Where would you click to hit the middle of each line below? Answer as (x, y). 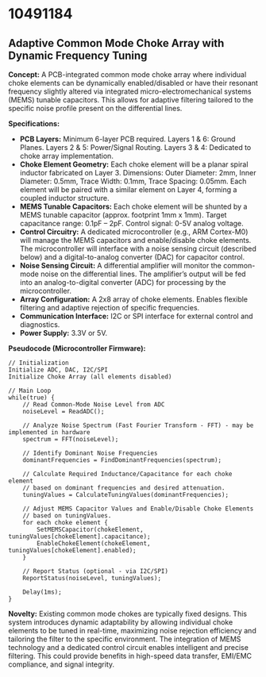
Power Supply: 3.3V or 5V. (64, 333)
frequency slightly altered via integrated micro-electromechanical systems (130, 91)
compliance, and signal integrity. (62, 664)
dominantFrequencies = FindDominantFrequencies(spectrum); (122, 460)
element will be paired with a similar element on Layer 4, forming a (128, 190)
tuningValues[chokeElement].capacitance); (79, 537)
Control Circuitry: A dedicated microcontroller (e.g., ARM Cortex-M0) (134, 232)
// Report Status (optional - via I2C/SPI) (96, 571)
